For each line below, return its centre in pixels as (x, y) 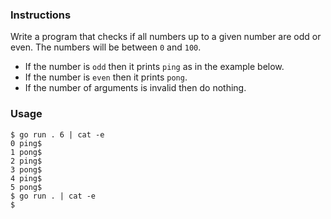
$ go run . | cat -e (53, 196)
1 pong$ (26, 152)
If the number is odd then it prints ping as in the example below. (154, 67)
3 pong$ (26, 169)
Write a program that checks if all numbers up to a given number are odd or (166, 37)
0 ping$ (26, 143)
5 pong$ (26, 187)
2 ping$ (26, 161)
